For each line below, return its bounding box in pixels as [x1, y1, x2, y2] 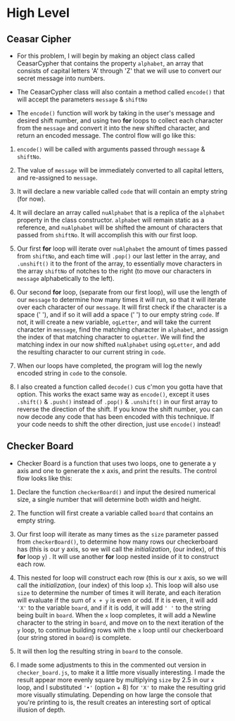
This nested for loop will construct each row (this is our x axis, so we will [16, 573, 227, 582]
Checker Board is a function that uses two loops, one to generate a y [16, 459, 217, 468]
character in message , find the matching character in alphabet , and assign [16, 325, 229, 334]
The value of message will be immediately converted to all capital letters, [16, 166, 224, 174]
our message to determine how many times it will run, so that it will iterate [16, 296, 227, 303]
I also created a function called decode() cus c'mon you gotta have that [16, 382, 223, 391]
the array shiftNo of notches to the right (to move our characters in [16, 267, 212, 275]
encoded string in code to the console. [16, 369, 127, 377]
